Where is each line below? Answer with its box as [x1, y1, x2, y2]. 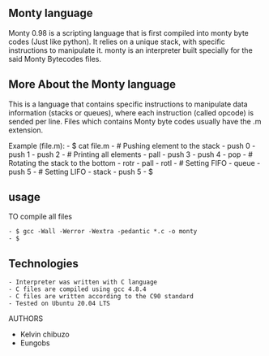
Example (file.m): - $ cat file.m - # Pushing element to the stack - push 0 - [8, 141, 256, 150]
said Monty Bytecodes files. [8, 54, 101, 63]
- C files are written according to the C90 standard [8, 293, 194, 301]
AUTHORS [8, 314, 43, 323]
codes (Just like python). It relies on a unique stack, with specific [8, 37, 225, 46]
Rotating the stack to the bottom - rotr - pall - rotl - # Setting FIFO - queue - [8, 158, 261, 167]
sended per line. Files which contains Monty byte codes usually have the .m [8, 116, 262, 126]
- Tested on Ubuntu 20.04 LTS [8, 300, 111, 308]
